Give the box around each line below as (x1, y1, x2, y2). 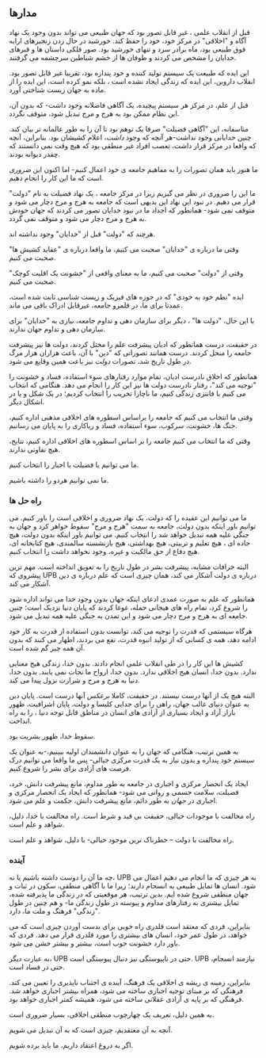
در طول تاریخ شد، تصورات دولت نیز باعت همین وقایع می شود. (9, 356, 192, 365)
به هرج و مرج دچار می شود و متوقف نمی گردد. (9, 213, 147, 223)
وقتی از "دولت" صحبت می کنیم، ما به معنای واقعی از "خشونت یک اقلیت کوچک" (9, 268, 244, 277)
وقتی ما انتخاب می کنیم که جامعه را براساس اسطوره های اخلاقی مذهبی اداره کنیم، (9, 412, 253, 422)
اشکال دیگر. (9, 396, 45, 407)
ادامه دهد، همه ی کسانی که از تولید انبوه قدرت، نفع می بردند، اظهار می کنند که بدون (9, 635, 256, 644)
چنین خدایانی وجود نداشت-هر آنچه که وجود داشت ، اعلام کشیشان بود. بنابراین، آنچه (9, 132, 252, 142)
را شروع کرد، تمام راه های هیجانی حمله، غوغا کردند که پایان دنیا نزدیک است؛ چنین (9, 602, 249, 613)
